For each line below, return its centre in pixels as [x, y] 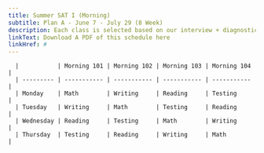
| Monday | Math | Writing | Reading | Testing [126, 94]
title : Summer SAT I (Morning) [59, 15]
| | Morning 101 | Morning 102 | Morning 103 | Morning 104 [133, 66]
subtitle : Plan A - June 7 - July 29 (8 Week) [86, 23]
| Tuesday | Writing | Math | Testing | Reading [126, 107]
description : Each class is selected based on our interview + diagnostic [133, 30]
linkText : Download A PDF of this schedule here [89, 37]
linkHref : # [27, 45]
